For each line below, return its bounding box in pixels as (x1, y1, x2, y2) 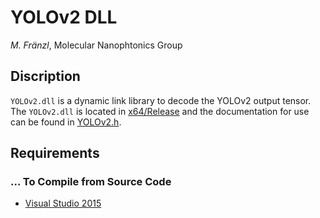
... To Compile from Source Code (10, 175, 172, 189)
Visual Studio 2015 (24, 197, 102, 210)
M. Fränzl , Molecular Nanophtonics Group (10, 39, 183, 51)
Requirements (10, 145, 100, 162)
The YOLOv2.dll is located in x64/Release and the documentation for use (10, 105, 310, 117)
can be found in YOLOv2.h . (10, 116, 122, 128)
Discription (10, 68, 81, 85)
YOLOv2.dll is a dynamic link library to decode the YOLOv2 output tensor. (10, 94, 312, 106)
